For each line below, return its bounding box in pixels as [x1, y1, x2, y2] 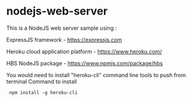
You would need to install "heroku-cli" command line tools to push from [6, 71, 186, 78]
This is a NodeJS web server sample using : [6, 24, 117, 32]
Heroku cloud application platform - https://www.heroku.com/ [6, 47, 162, 55]
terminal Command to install [6, 78, 78, 85]
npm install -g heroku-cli [9, 89, 78, 95]
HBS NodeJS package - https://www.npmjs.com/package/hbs [6, 59, 163, 67]
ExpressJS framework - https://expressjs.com [6, 36, 122, 43]
